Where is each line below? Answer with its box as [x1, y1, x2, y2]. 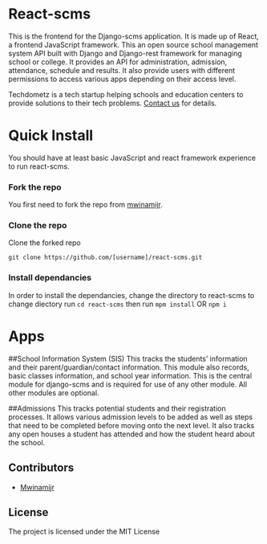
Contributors [8, 461, 75, 475]
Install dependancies [8, 272, 92, 284]
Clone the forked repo [8, 238, 82, 247]
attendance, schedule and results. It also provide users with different [8, 65, 236, 75]
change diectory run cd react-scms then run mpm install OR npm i [8, 299, 227, 309]
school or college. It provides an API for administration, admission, [8, 57, 228, 67]
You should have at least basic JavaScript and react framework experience [8, 153, 257, 162]
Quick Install [8, 126, 94, 145]
